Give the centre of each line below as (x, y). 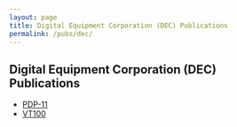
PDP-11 (35, 105)
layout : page (33, 17)
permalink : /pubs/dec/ (51, 34)
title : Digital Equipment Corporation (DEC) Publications (118, 26)
